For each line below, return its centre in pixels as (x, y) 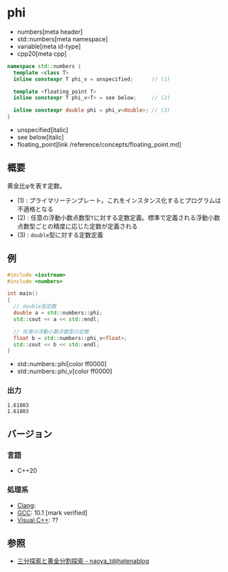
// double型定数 (35, 307)
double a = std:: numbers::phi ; (58, 313)
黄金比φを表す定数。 (37, 186)
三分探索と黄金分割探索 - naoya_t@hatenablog (83, 561)
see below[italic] (40, 137)
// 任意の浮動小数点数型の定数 (51, 332)
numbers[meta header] (50, 32)
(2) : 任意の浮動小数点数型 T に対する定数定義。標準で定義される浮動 (112, 218)
